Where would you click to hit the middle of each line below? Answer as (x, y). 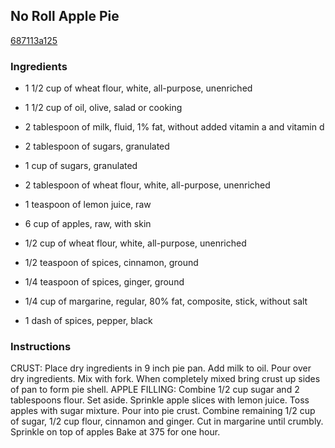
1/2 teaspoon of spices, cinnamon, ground (111, 263)
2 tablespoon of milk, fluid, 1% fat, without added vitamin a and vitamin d (174, 127)
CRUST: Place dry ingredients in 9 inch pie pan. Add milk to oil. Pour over (161, 368)
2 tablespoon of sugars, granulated (97, 146)
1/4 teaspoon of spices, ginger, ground (104, 282)
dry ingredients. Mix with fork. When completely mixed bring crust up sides (165, 379)
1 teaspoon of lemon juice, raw (88, 205)
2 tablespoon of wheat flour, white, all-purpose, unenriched (147, 185)
